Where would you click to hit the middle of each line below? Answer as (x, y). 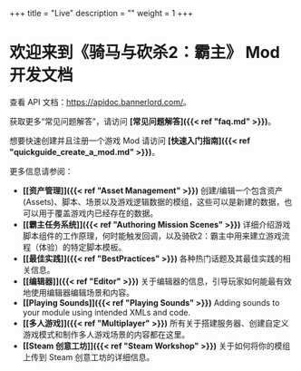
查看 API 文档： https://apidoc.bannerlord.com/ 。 (101, 102)
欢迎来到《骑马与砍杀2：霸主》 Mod (145, 53)
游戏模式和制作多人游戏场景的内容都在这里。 (106, 334)
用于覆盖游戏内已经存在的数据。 (98, 213)
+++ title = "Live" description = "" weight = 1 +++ (101, 13)
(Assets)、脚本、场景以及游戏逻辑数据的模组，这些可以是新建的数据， (153, 201)
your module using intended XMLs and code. (107, 312)
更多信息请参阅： (41, 171)
